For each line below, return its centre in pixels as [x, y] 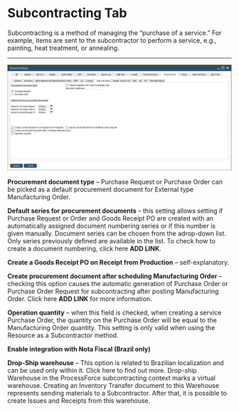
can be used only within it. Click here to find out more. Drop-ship [102, 371]
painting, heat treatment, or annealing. [63, 48]
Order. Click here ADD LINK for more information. [80, 299]
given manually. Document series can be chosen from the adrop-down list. [117, 233]
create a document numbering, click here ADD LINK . [84, 249]
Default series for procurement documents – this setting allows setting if [115, 211]
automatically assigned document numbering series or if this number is [111, 226]
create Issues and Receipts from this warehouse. [79, 401]
